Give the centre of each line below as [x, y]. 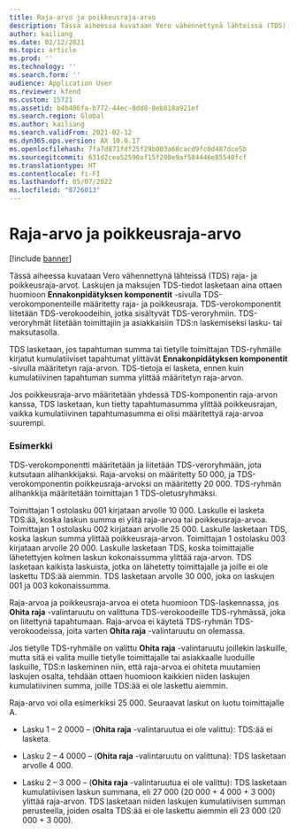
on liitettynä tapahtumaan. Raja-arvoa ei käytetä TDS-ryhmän [121, 621]
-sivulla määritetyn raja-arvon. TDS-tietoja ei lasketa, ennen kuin [127, 367]
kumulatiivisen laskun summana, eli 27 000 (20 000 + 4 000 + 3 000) [148, 792]
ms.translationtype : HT [53, 166]
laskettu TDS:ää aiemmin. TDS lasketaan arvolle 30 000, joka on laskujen [142, 576]
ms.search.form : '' [45, 75]
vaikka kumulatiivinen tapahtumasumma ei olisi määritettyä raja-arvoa [136, 413]
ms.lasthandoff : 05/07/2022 [61, 182]
